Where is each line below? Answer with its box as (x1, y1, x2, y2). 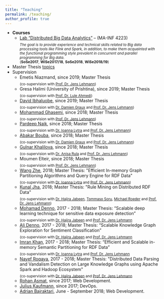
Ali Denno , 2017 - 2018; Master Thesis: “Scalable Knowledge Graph (19, 222, 156, 228)
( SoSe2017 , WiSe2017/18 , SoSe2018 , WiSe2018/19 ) (19, 60, 109, 64)
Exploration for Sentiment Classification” (19, 227, 102, 233)
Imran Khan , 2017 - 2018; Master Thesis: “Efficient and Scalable (19, 239, 149, 245)
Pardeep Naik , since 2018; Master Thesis (19, 121, 103, 127)
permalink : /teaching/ (5, 12, 52, 17)
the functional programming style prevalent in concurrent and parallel (19, 51, 137, 56)
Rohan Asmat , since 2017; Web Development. (19, 278, 111, 284)
